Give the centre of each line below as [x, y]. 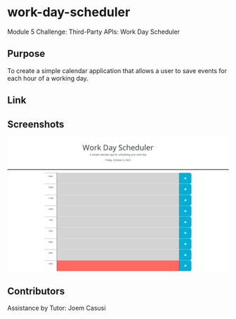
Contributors [36, 291]
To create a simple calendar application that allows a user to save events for [117, 70]
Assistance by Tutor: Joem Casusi [57, 308]
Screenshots [36, 124]
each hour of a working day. [48, 78]
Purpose [26, 54]
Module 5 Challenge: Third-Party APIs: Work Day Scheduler [94, 32]
